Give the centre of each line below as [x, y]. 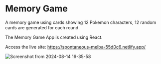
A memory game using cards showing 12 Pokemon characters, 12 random [81, 22]
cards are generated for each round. [42, 27]
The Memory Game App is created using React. [54, 37]
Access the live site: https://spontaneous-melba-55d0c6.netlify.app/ [76, 47]
